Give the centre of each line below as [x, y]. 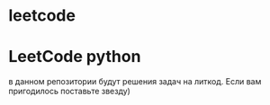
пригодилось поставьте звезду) [70, 92]
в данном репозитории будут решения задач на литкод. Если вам [135, 82]
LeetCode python [75, 57]
